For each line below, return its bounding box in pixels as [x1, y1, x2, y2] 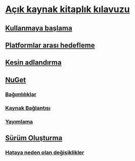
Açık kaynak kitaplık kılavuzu [5, 4, 130, 15]
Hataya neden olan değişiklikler [5, 149, 84, 156]
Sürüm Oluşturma [5, 134, 63, 142]
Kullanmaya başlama [5, 24, 72, 33]
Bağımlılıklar [5, 90, 36, 98]
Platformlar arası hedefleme [5, 41, 95, 49]
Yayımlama [5, 118, 33, 125]
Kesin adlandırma [5, 58, 62, 67]
